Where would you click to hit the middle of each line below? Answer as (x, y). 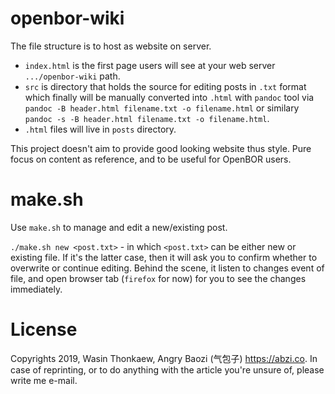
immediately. (36, 289)
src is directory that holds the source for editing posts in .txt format (165, 86)
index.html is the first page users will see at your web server (150, 65)
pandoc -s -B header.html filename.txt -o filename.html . (147, 118)
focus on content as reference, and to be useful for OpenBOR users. (151, 159)
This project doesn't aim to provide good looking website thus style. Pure (161, 148)
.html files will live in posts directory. (100, 129)
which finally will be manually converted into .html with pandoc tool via (169, 97)
